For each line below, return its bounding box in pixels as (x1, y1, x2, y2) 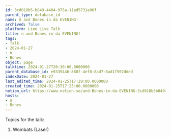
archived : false (5, 21, 40, 27)
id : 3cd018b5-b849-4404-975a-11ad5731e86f (5, 7, 97, 13)
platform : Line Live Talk (5, 27, 60, 32)
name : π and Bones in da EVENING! (5, 17, 79, 22)
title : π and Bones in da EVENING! (5, 31, 81, 36)
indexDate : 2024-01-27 (5, 74, 53, 79)
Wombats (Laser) (12, 126, 49, 133)
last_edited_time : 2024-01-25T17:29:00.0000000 (5, 79, 108, 84)
